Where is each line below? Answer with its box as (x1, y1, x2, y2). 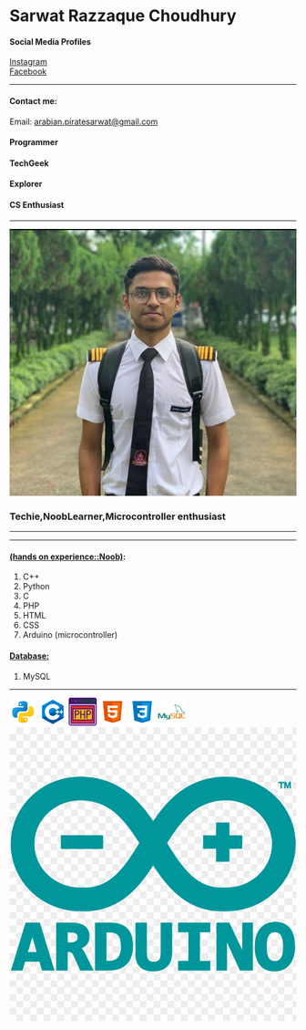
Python (22, 581, 50, 592)
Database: (9, 650, 50, 661)
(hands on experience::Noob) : (9, 551, 127, 562)
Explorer (9, 179, 43, 190)
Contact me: (9, 95, 57, 106)
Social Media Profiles (9, 36, 91, 47)
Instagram (9, 57, 47, 68)
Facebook (9, 66, 47, 78)
